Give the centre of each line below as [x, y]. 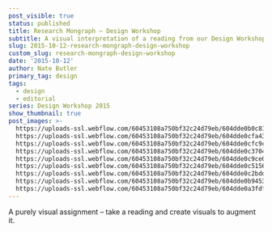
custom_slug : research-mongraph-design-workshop [92, 53]
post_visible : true [41, 16]
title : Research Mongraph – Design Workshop [85, 31]
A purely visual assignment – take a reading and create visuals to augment [132, 212]
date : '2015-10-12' [41, 61]
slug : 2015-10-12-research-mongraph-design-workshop [99, 46]
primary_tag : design [43, 76]
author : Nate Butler [43, 69]
